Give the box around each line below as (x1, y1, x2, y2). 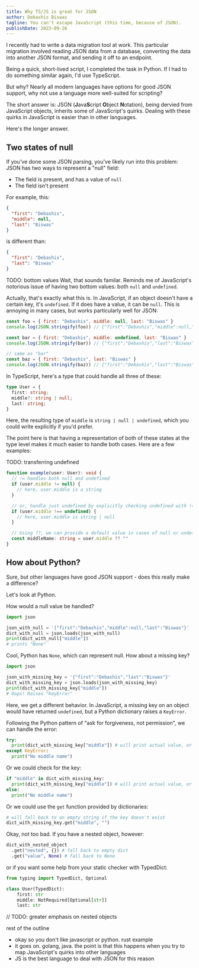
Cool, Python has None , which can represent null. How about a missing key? (6, 652, 190, 659)
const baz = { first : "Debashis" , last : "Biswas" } (6, 356, 136, 362)
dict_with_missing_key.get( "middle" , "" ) (6, 820, 110, 826)
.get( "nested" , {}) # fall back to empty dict (11, 848, 129, 854)
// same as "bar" (6, 351, 49, 357)
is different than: (6, 238, 46, 245)
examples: (6, 447, 31, 454)
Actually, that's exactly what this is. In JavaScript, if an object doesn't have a (6, 294, 193, 301)
